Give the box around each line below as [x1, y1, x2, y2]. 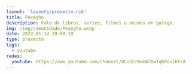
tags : [6, 42, 20, 48]
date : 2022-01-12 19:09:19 [6, 31, 74, 37]
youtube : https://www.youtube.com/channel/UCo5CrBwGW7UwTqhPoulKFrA [11, 58, 186, 64]
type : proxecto [6, 36, 44, 42]
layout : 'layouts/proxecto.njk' [6, 8, 87, 15]
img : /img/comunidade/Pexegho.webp [6, 25, 95, 32]
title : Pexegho [6, 14, 44, 20]
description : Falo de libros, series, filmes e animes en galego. [6, 20, 175, 26]
